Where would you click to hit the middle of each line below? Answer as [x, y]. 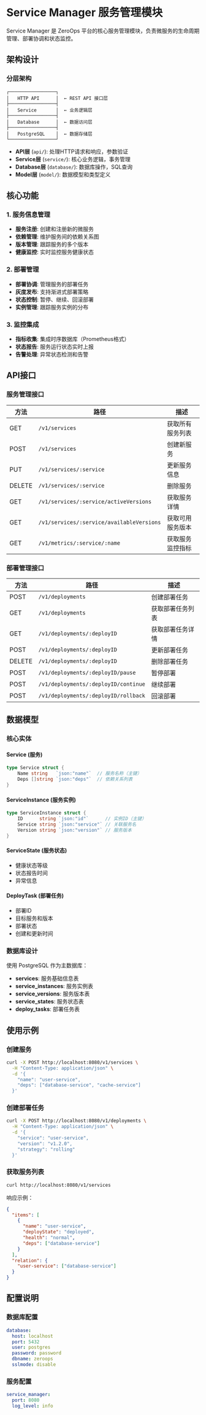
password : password [37, 1353]
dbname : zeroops [32, 1359]
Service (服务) [25, 754]
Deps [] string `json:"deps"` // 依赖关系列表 [75, 780]
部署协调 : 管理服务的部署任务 [52, 284]
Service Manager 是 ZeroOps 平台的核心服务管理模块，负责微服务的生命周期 [103, 31]
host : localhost [32, 1336]
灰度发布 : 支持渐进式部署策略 [52, 291]
